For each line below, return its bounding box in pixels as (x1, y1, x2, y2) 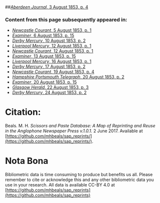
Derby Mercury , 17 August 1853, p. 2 (12, 63, 86, 70)
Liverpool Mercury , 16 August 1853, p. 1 (12, 59, 92, 64)
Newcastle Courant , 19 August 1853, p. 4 (12, 69, 95, 75)
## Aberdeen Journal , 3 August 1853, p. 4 (5, 4, 89, 10)
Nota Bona (5, 156, 49, 166)
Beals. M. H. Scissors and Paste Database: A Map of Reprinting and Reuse (5, 123, 156, 129)
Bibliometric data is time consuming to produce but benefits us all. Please (5, 172, 153, 178)
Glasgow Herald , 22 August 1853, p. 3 (12, 84, 89, 90)
